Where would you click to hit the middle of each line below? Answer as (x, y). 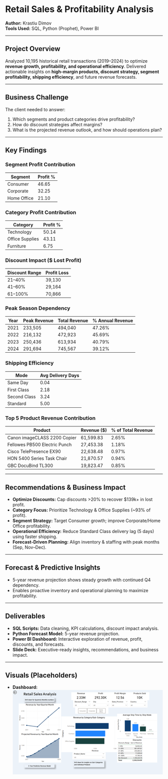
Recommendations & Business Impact (65, 487)
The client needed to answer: (35, 109)
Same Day (18, 383)
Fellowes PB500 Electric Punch (39, 444)
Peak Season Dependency (38, 308)
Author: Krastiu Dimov (28, 23)
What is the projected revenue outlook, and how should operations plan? (87, 130)
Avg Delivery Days (59, 375)
